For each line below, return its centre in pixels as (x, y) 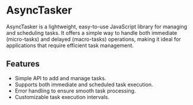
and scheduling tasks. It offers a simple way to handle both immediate (92, 32)
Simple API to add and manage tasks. (61, 78)
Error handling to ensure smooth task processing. (75, 91)
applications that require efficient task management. (70, 45)
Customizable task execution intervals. (62, 97)
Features (23, 64)
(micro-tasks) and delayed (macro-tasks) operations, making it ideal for (94, 39)
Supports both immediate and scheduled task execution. (84, 84)
